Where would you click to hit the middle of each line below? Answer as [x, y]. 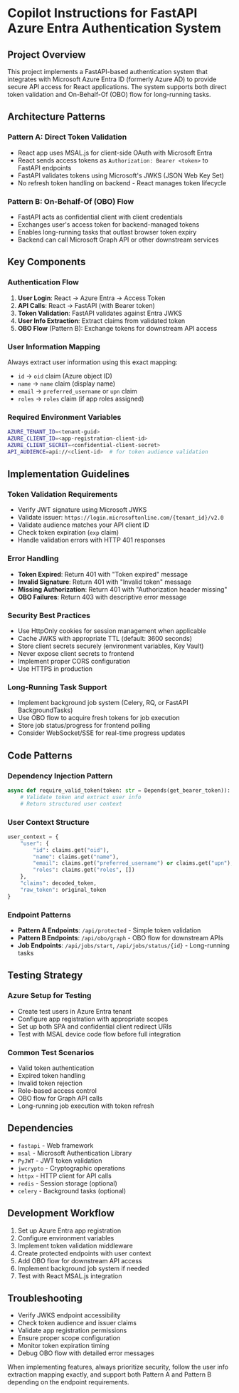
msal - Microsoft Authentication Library [75, 1153]
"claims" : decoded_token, [59, 883]
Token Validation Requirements [63, 495]
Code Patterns [40, 755]
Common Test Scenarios [51, 1052]
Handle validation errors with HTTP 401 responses [91, 540]
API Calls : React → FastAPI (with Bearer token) [86, 305]
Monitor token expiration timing [63, 1346]
